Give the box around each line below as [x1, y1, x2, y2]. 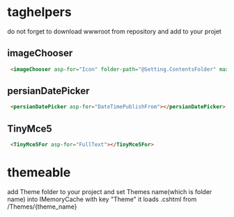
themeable [7, 165, 71, 181]
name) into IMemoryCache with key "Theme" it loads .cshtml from [7, 195, 197, 203]
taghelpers [7, 4, 72, 20]
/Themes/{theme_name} [7, 202, 78, 211]
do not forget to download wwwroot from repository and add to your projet [7, 27, 221, 35]
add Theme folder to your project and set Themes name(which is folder [7, 187, 212, 195]
